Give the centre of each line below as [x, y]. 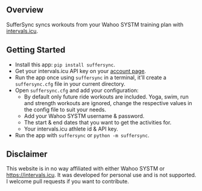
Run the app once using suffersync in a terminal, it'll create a [91, 77]
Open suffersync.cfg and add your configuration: [77, 90]
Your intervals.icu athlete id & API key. [71, 129]
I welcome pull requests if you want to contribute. [68, 181]
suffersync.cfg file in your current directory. [70, 83]
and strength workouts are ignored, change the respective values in [108, 103]
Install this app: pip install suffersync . [65, 64]
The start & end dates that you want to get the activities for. [98, 122]
